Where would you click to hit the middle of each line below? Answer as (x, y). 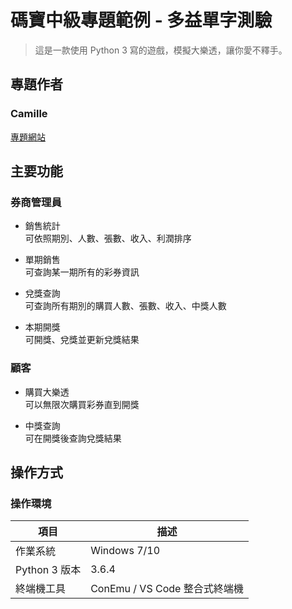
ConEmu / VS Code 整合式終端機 (167, 589)
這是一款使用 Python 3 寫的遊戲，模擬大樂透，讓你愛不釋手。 (161, 50)
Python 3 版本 (48, 570)
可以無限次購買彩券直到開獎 (82, 404)
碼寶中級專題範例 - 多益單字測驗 (141, 20)
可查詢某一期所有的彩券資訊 (82, 272)
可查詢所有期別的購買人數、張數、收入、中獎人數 (125, 306)
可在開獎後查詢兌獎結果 (73, 438)
